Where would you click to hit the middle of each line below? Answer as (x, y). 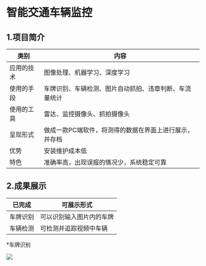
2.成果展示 (27, 186)
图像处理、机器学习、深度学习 (87, 72)
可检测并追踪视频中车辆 (74, 228)
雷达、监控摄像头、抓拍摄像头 (87, 114)
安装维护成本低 (65, 151)
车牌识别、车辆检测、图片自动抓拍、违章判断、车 (114, 88)
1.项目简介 (26, 37)
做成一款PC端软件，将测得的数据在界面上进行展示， (119, 130)
